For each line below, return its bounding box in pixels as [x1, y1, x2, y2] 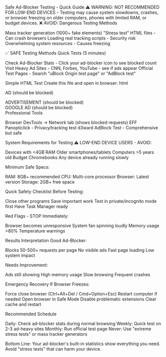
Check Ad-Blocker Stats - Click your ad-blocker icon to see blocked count [5, 60, 157, 66]
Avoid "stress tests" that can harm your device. [5, 346, 102, 352]
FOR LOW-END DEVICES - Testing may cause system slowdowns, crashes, [5, 9, 159, 15]
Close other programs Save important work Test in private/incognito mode [5, 198, 157, 204]
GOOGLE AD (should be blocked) [5, 105, 73, 111]
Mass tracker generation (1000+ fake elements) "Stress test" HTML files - [5, 30, 156, 36]
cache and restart [5, 301, 42, 307]
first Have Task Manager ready [5, 203, 68, 209]
